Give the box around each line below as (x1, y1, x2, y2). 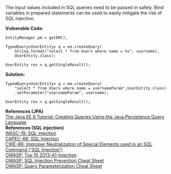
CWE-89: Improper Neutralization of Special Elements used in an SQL (5, 141, 153, 147)
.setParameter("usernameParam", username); (14, 90, 109, 95)
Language (5, 119, 27, 125)
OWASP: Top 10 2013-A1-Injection (5, 152, 77, 158)
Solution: (5, 72, 26, 77)
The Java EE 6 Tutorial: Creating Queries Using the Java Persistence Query (5, 114, 164, 120)
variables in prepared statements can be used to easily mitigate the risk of (5, 10, 162, 16)
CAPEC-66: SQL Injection (5, 136, 59, 142)
